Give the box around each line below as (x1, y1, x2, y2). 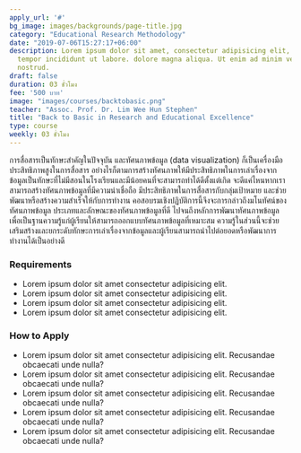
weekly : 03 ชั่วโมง (9, 130, 70, 139)
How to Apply (9, 329, 70, 342)
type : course (9, 122, 58, 131)
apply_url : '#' (9, 13, 66, 22)
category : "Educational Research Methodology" (9, 30, 186, 39)
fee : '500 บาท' (9, 88, 64, 97)
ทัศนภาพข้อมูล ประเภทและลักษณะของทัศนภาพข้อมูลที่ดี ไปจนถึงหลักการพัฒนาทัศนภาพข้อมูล (9, 205, 279, 215)
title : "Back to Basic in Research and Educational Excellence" (9, 113, 254, 122)
